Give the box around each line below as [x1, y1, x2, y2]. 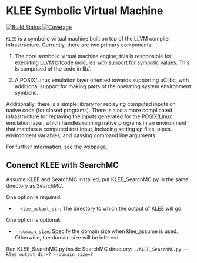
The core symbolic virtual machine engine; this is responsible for [14, 52, 172, 59]
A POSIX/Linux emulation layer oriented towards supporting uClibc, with [14, 76, 189, 84]
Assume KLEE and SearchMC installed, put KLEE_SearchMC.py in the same [6, 175, 189, 183]
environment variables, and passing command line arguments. [6, 131, 157, 139]
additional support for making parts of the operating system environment [14, 82, 191, 89]
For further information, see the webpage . [6, 143, 108, 150]
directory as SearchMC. [6, 182, 64, 189]
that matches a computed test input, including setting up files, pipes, [6, 125, 172, 132]
